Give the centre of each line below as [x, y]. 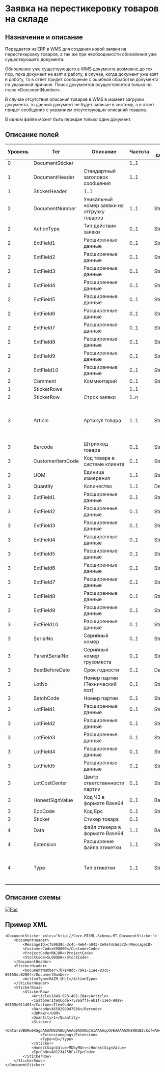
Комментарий [100, 381]
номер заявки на [104, 205]
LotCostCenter [51, 783]
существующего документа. [35, 59]
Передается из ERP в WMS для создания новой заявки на [66, 49]
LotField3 [44, 737]
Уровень [18, 151]
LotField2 [44, 723]
